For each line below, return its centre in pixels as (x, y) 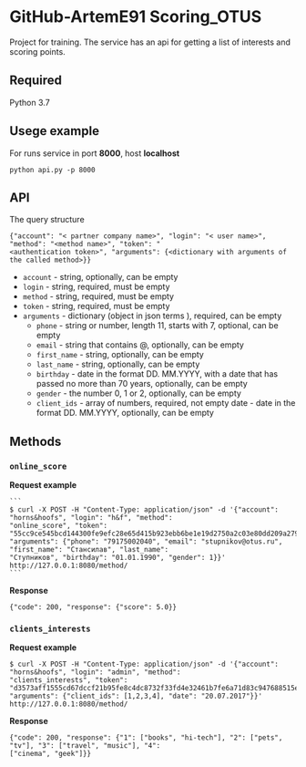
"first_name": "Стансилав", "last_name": (89, 550)
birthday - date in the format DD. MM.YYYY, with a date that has (157, 374)
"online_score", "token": (58, 526)
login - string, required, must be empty (96, 287)
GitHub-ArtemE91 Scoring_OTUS (136, 17)
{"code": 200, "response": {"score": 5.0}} (93, 607)
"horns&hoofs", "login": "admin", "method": (95, 672)
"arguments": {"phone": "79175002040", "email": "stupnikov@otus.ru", (146, 542)
